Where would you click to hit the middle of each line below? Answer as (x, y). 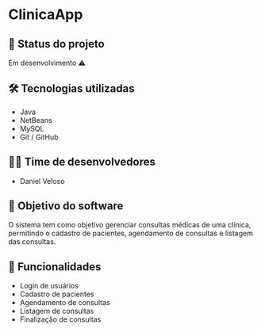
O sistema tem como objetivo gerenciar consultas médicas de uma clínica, (130, 225)
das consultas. (32, 242)
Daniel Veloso (42, 181)
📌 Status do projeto (56, 44)
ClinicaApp (46, 15)
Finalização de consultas (60, 319)
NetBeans (36, 120)
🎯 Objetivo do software (66, 206)
